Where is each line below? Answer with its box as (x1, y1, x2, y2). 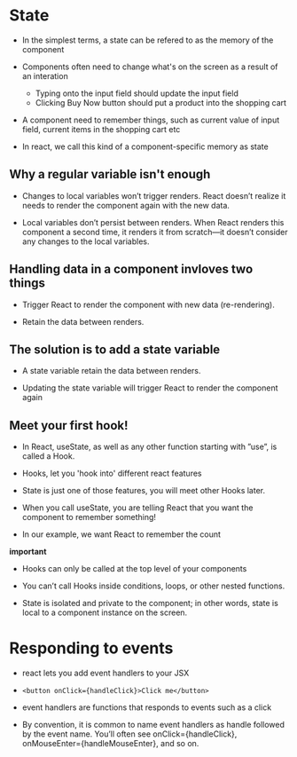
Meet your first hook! (9, 418, 129, 433)
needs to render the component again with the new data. (21, 200, 231, 210)
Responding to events (9, 638, 174, 658)
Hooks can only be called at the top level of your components (21, 564, 247, 574)
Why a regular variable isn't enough (9, 167, 211, 182)
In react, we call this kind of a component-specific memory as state (21, 141, 269, 152)
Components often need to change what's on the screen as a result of (21, 61, 278, 72)
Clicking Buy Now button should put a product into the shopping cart (35, 97, 286, 107)
